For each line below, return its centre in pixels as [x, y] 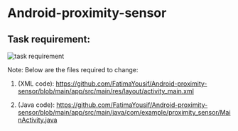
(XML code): [36, 84]
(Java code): [36, 105]
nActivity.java [37, 120]
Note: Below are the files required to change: [73, 70]
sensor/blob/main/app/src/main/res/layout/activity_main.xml [106, 91]
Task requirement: [49, 39]
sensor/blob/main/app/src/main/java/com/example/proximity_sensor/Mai [124, 112]
